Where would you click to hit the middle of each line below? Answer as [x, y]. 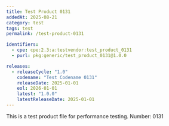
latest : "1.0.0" [37, 94]
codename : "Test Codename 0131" [57, 77]
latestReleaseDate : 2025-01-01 [56, 100]
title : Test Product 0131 [38, 12]
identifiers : [22, 45]
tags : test [20, 28]
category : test [25, 23]
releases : [19, 66]
